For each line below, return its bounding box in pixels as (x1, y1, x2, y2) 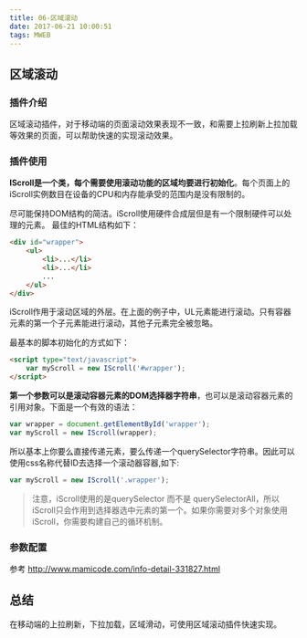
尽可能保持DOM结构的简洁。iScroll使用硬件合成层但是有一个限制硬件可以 (9, 208, 285, 219)
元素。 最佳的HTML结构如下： (25, 220, 139, 231)
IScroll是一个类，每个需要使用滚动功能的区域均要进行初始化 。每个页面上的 (9, 177, 291, 188)
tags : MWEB (9, 30, 51, 39)
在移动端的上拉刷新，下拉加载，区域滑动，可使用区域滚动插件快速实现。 (9, 618, 281, 630)
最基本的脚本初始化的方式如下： (9, 337, 130, 348)
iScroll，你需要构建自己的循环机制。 (31, 516, 168, 527)
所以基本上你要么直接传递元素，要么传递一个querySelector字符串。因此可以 (9, 445, 295, 456)
